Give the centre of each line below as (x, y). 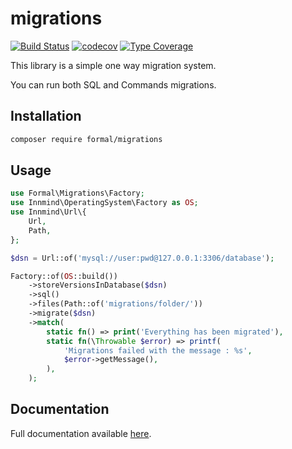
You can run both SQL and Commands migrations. (113, 84)
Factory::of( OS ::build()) (64, 276)
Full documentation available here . (81, 433)
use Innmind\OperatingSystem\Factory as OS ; (104, 203)
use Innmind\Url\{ (48, 212)
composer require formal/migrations (86, 139)
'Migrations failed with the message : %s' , (158, 350)
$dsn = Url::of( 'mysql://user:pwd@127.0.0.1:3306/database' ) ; (142, 258)
